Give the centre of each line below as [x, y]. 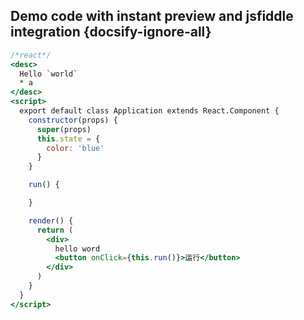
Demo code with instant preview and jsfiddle [152, 16]
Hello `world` [48, 74]
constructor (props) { [73, 120]
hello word [77, 249]
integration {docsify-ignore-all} [111, 32]
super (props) [64, 129]
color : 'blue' [75, 148]
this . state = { [68, 139]
